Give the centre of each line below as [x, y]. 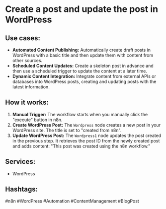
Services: [20, 162]
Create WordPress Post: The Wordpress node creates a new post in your [86, 125]
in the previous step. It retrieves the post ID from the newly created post [86, 140]
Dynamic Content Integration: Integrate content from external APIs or [84, 76]
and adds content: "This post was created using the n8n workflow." [81, 146]
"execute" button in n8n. [37, 120]
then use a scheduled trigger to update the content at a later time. [80, 71]
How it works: [27, 103]
